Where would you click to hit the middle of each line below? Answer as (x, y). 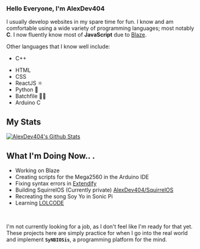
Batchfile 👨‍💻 (30, 96)
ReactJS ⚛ (29, 83)
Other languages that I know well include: (58, 46)
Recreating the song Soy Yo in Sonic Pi (64, 196)
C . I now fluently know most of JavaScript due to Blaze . (77, 35)
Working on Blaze (37, 170)
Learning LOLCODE (40, 203)
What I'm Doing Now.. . (51, 156)
